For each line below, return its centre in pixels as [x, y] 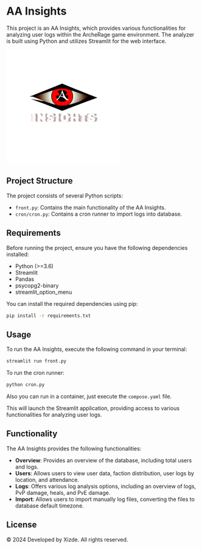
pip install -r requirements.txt [49, 316]
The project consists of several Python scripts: [65, 196]
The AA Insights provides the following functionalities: [74, 448]
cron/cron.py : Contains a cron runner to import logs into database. [99, 214]
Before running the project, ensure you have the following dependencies [97, 247]
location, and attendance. [47, 480]
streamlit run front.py [37, 361]
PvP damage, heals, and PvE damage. [63, 492]
